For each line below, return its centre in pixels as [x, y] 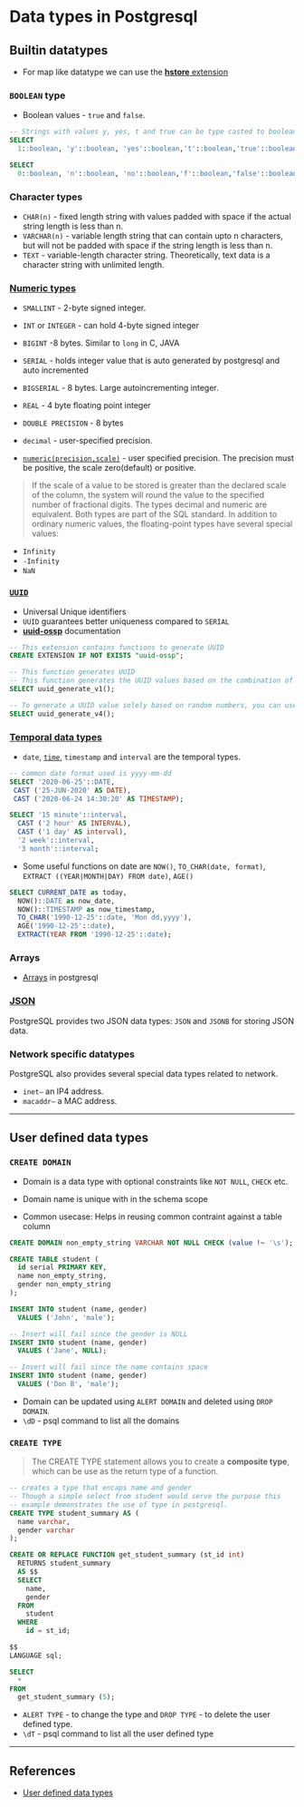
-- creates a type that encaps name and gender [101, 1488]
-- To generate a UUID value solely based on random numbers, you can [145, 705]
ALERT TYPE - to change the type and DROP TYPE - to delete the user [146, 1714]
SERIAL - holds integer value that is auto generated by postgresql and [151, 361]
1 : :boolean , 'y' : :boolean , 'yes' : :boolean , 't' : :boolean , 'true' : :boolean [157, 149]
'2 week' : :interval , [56, 841]
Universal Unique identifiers [74, 611]
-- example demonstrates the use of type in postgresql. [119, 1504]
